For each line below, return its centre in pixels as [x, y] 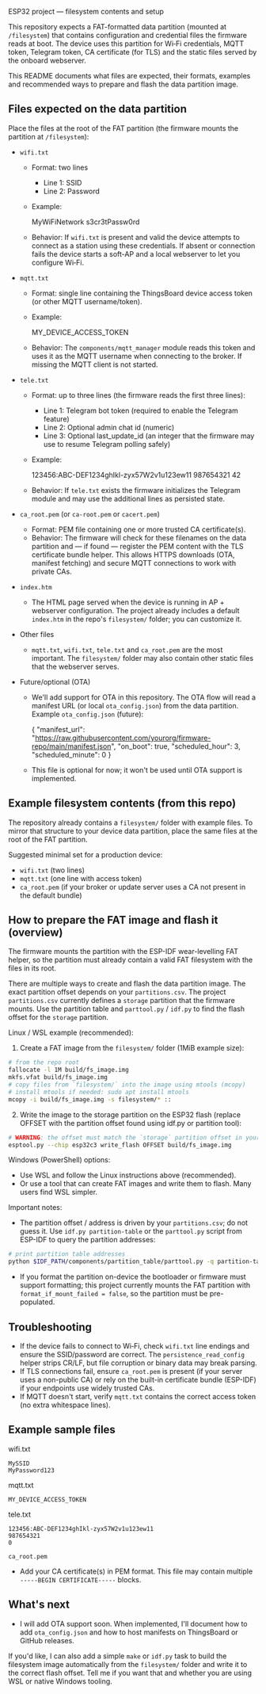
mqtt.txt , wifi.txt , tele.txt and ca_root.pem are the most [127, 650]
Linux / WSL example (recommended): [71, 1032]
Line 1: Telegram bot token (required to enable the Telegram [141, 410]
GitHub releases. [47, 1640]
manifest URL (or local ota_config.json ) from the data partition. [135, 705]
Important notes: [35, 1208]
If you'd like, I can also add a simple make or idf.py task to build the [118, 1656]
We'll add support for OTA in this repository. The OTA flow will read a [143, 697]
